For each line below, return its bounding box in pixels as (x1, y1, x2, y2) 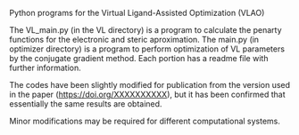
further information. (9, 62, 82, 73)
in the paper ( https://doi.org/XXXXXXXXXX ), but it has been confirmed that (9, 89, 286, 99)
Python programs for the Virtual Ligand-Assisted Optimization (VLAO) (9, 8, 265, 18)
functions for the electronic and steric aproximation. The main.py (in (9, 35, 260, 44)
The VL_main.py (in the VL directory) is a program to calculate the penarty (9, 25, 283, 35)
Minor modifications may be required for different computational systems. (9, 115, 281, 126)
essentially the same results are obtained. (9, 99, 162, 109)
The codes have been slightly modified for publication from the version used (9, 80, 291, 90)
